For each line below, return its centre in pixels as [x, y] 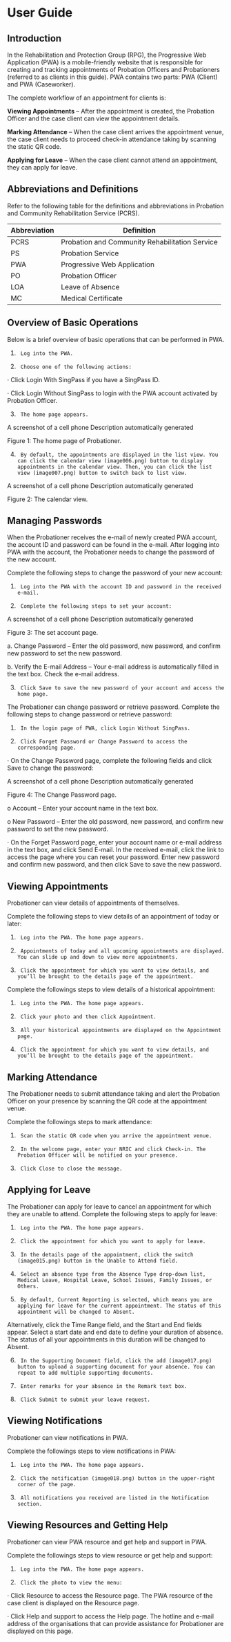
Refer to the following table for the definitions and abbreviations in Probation [115, 206]
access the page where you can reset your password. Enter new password [113, 857]
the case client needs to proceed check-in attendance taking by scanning [112, 139]
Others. [28, 1286]
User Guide [40, 13]
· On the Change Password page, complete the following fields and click [110, 761]
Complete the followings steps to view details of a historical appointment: [111, 990]
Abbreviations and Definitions [73, 189]
